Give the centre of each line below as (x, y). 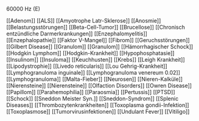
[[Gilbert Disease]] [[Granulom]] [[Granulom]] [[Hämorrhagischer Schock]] (100, 46)
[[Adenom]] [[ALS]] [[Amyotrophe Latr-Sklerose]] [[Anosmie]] (84, 20)
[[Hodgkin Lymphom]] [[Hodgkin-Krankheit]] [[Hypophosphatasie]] (90, 53)
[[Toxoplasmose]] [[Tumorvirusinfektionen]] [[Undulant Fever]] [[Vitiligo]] (98, 112)
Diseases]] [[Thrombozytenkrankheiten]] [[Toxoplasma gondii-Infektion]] (98, 105)
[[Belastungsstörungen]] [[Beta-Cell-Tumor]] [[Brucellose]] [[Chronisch (96, 27)
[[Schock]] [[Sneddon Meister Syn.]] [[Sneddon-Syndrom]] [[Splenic (93, 98)
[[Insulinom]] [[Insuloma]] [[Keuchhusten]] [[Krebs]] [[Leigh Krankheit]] (96, 60)
